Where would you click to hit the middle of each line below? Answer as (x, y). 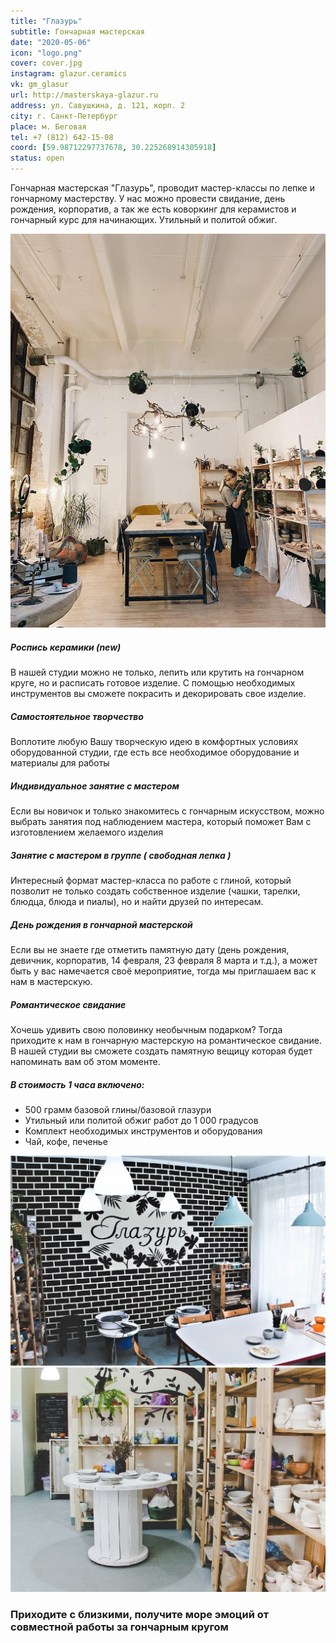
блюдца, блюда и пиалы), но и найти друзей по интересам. (137, 902)
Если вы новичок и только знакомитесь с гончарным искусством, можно (167, 811)
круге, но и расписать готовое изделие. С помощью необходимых (153, 683)
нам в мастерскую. (51, 981)
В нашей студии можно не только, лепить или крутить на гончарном (157, 672)
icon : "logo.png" (46, 53)
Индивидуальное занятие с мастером (95, 786)
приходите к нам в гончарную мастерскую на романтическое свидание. (166, 1040)
